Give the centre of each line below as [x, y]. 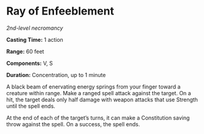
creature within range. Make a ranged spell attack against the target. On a [99, 93]
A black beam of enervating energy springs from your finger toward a [93, 87]
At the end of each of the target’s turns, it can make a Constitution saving [98, 118]
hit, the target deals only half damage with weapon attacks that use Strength [102, 99]
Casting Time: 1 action [35, 39]
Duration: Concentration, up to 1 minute [56, 75]
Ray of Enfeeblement [60, 11]
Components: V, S [30, 63]
